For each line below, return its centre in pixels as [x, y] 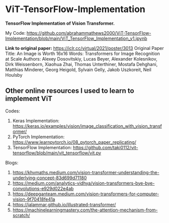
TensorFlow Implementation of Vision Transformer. [60, 23]
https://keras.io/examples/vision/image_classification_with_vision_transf [87, 126]
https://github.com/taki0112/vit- [105, 147]
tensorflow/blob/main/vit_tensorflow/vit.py [57, 153]
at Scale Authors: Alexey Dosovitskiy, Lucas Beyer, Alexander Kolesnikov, [81, 59]
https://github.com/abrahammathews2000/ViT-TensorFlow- [89, 33]
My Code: [15, 33]
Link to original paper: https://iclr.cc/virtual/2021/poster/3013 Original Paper [84, 48]
